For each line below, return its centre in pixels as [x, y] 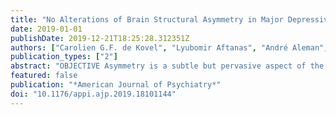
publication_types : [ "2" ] [64, 57]
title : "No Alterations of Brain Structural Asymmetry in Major [147, 19]
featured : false [44, 76]
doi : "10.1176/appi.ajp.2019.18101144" [93, 94]
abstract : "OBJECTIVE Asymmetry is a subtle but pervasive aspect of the [167, 66]
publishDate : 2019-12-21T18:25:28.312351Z [100, 38]
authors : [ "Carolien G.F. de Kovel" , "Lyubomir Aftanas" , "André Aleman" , [169, 47]
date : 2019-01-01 [46, 29]
